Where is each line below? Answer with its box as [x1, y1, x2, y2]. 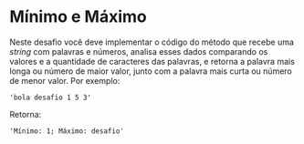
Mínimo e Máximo [9, 6, 148, 27]
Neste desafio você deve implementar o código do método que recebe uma [9, 36, 295, 47]
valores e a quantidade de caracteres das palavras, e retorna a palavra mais [9, 56, 295, 67]
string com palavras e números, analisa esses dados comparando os [9, 46, 268, 57]
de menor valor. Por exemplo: [9, 75, 121, 86]
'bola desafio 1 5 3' [9, 93, 92, 102]
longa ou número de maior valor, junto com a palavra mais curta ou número [9, 66, 292, 77]
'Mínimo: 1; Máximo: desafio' [9, 126, 125, 136]
